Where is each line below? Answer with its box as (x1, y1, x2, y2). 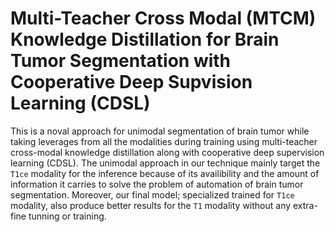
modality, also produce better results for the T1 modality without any (10, 199, 292, 211)
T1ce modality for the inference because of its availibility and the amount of (10, 167, 320, 179)
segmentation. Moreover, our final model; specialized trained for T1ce (10, 188, 295, 201)
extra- (293, 199, 318, 211)
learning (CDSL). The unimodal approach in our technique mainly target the (10, 157, 321, 169)
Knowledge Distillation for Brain (10, 28, 280, 51)
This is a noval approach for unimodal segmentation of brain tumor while (10, 125, 310, 137)
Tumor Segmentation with (10, 50, 232, 72)
